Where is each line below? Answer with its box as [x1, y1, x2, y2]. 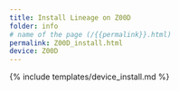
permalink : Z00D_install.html [9, 38, 124, 48]
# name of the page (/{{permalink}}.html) [9, 30, 172, 39]
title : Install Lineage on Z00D [9, 13, 131, 23]
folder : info [9, 22, 59, 31]
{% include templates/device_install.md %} [9, 71, 170, 82]
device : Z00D [9, 47, 59, 56]
